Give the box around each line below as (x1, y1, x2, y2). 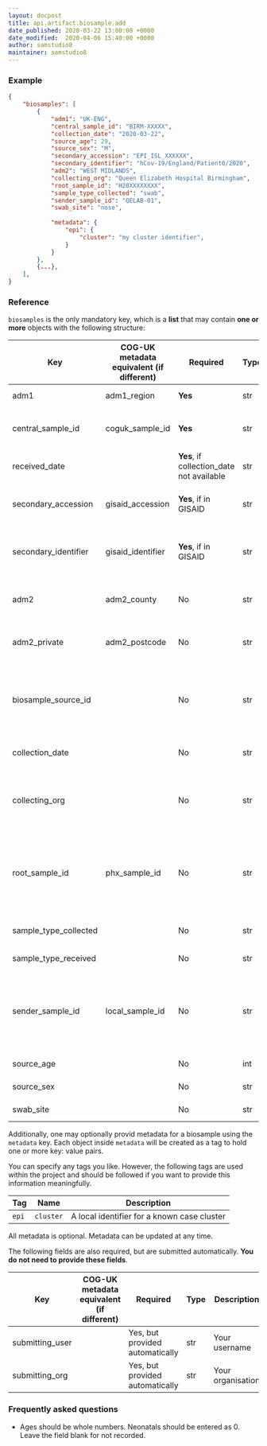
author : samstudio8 (8, 41, 73, 49)
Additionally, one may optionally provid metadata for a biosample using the (8, 1129, 253, 1139)
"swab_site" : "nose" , (50, 204, 123, 212)
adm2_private (12, 637, 64, 648)
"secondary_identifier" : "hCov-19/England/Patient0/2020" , (50, 160, 250, 168)
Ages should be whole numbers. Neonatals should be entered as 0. (19, 1421, 241, 1432)
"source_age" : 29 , (50, 137, 112, 146)
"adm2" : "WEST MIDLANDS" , (50, 167, 137, 175)
